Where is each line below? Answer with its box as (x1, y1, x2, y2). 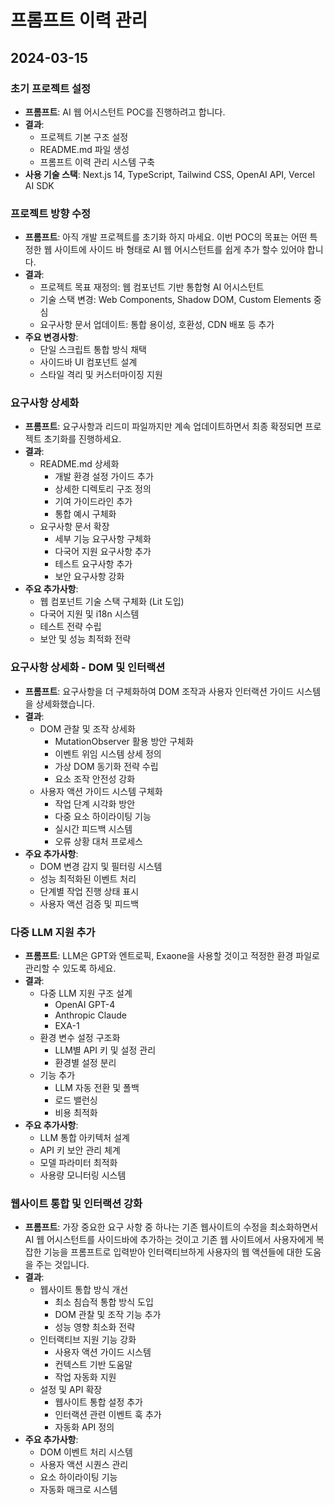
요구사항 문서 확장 (39, 521, 110, 533)
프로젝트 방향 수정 (10, 206, 92, 220)
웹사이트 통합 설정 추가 (54, 1396, 144, 1408)
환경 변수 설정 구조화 (39, 1032, 121, 1044)
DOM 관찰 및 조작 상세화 (39, 722, 136, 735)
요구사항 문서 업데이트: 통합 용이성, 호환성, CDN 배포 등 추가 (39, 319, 275, 331)
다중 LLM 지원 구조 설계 (39, 987, 133, 1000)
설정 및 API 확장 (39, 1384, 103, 1396)
